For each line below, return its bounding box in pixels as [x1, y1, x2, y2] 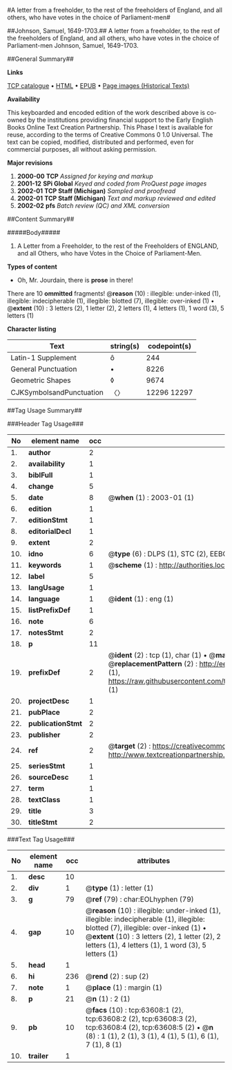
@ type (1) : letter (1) [85, 883, 154, 893]
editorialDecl [28, 526, 71, 536]
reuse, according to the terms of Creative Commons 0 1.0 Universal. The [7, 131, 213, 139]
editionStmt [28, 515, 68, 525]
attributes [137, 856, 171, 865]
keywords [28, 560, 62, 570]
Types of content [7, 262, 57, 271]
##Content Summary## [7, 215, 75, 223]
